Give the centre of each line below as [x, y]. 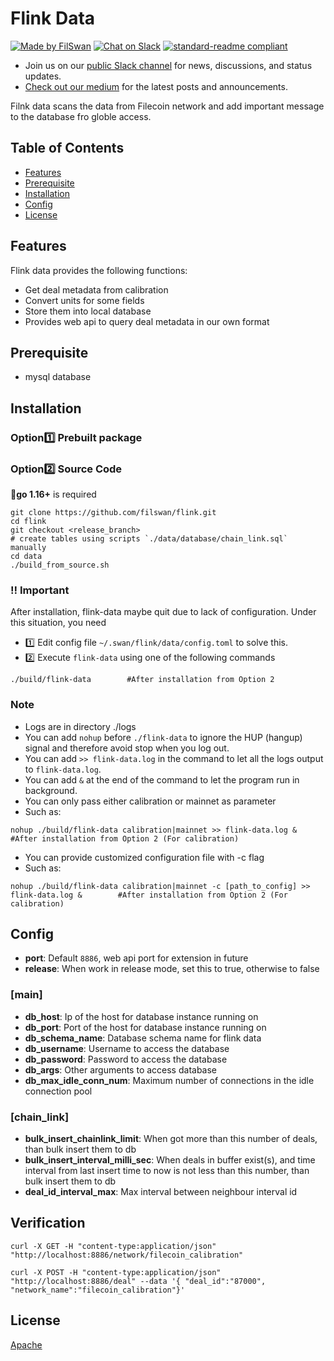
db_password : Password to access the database [126, 1059]
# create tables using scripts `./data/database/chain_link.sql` [149, 538]
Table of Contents [67, 148]
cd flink [28, 521]
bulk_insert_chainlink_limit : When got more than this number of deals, [171, 1138]
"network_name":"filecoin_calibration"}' [98, 1290]
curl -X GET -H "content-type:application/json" [113, 1246]
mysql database [58, 377]
